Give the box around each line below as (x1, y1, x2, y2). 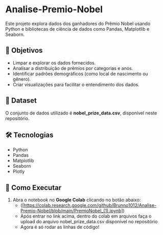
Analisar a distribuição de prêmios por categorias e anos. (12, 65, 133, 71)
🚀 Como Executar (5, 183, 62, 192)
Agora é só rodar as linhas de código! (20, 224, 100, 230)
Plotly (12, 169, 25, 175)
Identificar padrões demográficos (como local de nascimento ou (12, 70, 148, 77)
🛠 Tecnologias (5, 130, 54, 139)
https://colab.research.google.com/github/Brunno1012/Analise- (24, 202, 157, 208)
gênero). (12, 76, 31, 82)
